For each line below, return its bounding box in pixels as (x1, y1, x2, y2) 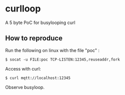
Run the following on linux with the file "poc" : (5, 47, 100, 53)
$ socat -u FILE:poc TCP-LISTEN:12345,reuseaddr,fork (5, 57, 120, 62)
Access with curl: (5, 65, 41, 71)
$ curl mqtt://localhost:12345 (5, 75, 71, 80)
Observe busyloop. (5, 84, 45, 90)
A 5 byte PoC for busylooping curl (5, 19, 75, 25)
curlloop (5, 3, 41, 14)
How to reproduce (5, 34, 63, 42)
